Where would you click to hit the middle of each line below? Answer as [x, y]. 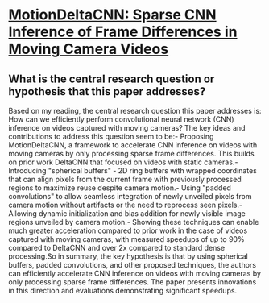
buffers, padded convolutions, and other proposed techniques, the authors [132, 265]
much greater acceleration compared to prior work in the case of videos [128, 230]
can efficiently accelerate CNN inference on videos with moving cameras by [135, 273]
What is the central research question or [112, 79]
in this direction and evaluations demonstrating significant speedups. [123, 291]
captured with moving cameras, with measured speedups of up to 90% [126, 239]
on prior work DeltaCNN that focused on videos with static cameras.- [123, 162]
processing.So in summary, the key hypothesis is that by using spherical [128, 256]
